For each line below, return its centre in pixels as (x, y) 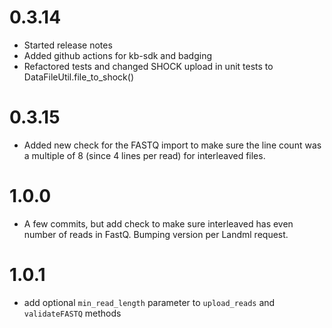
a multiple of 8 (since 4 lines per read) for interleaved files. (144, 155)
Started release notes (68, 45)
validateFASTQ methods (72, 313)
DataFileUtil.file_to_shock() (78, 77)
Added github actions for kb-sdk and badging (117, 55)
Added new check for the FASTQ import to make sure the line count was (172, 145)
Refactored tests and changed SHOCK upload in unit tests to (148, 66)
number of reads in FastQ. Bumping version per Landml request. (156, 234)
